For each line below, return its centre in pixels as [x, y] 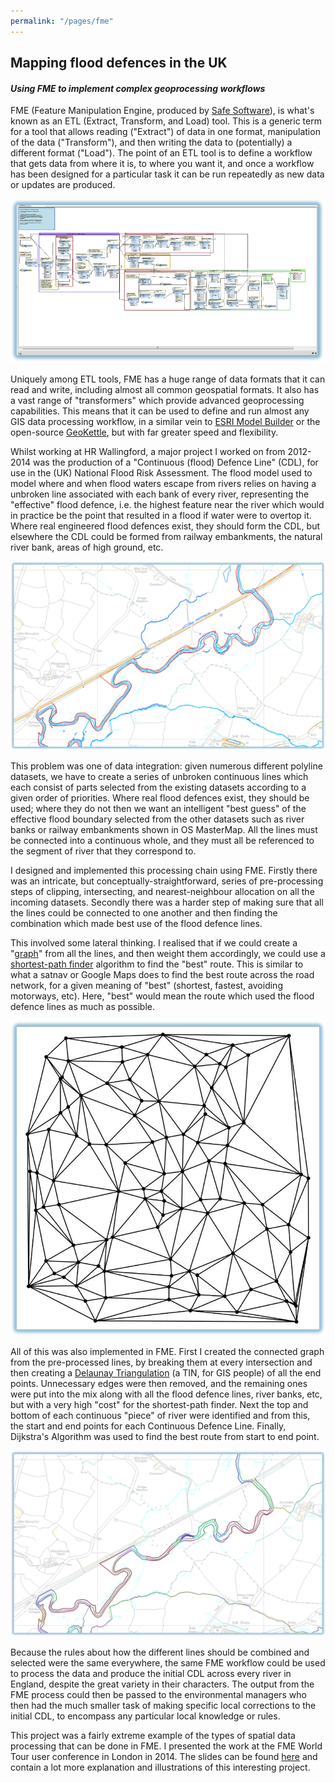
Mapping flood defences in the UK [119, 63]
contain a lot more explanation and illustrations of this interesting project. [160, 1767]
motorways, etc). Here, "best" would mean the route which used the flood [162, 996]
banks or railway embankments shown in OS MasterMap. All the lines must [164, 830]
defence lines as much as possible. [83, 1007]
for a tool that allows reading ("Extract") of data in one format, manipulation [165, 132]
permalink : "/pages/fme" [62, 21]
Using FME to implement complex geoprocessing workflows [138, 88]
